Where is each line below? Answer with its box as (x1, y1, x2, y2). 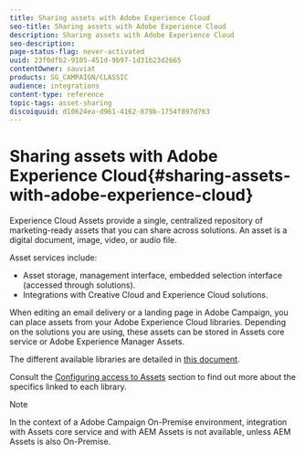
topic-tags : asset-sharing (9, 98, 112, 108)
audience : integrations (9, 81, 100, 90)
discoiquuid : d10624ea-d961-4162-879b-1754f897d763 (9, 107, 210, 116)
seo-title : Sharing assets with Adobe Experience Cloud (9, 22, 226, 31)
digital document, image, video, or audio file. (9, 235, 178, 246)
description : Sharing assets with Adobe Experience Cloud (9, 30, 235, 39)
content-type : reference (9, 90, 104, 99)
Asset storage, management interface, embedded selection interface (22, 270, 283, 281)
